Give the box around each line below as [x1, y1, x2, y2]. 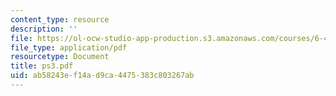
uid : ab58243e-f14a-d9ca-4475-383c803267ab [10, 71, 195, 81]
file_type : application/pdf [10, 42, 128, 53]
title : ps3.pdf [10, 61, 74, 71]
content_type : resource [10, 14, 110, 25]
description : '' [10, 24, 78, 34]
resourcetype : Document [10, 52, 110, 62]
